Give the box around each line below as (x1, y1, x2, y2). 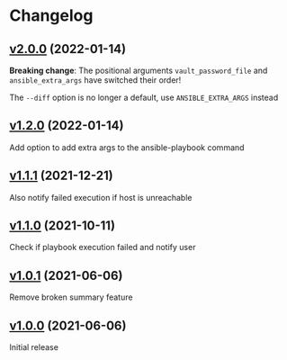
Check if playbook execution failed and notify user (9, 242, 196, 253)
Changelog (9, 5, 94, 26)
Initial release (9, 342, 58, 353)
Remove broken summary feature (9, 292, 133, 302)
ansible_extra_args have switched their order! (9, 75, 182, 85)
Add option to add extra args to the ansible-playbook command (9, 141, 245, 153)
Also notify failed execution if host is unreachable (9, 192, 193, 202)
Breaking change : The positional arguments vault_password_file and (9, 65, 268, 76)
